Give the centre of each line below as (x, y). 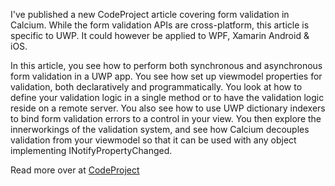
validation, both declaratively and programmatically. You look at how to (156, 87)
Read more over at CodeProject (75, 170)
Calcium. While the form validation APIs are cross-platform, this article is (160, 25)
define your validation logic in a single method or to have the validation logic (167, 97)
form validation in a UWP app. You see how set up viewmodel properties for (166, 76)
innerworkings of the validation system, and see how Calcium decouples (160, 129)
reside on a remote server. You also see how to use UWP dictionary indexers (168, 108)
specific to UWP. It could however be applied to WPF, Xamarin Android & (160, 35)
